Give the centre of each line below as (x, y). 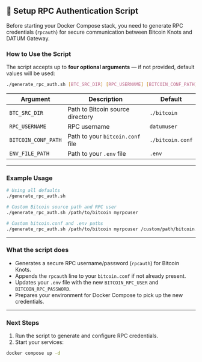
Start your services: (39, 342)
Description (106, 99)
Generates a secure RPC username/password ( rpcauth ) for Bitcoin (97, 263)
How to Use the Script (38, 54)
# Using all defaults (33, 191)
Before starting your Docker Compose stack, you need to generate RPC (95, 25)
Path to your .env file (97, 153)
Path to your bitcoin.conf (104, 136)
